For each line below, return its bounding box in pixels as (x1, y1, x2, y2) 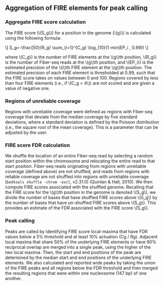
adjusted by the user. (5, 130, 47, 135)
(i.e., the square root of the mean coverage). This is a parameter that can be (5, 124, 158, 130)
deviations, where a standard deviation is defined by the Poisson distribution (5, 119, 160, 125)
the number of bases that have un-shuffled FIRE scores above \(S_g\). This (5, 200, 156, 206)
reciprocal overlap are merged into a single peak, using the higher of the (5, 244, 151, 250)
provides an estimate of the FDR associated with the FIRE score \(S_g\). (5, 205, 149, 211)
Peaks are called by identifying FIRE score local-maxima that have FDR (5, 228, 148, 234)
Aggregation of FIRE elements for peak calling (5, 4, 148, 12)
